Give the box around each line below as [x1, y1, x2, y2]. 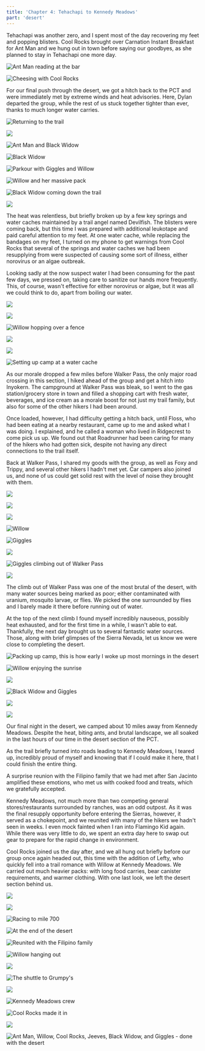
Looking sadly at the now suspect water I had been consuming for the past [6, 269, 195, 277]
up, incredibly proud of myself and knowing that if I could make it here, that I [6, 754, 199, 761]
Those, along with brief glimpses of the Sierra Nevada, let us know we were [6, 634, 198, 641]
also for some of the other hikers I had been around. [6, 403, 138, 410]
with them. [6, 478, 33, 486]
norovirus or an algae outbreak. [6, 258, 86, 265]
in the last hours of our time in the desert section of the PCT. [6, 735, 159, 743]
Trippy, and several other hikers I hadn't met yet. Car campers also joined [6, 466, 192, 473]
